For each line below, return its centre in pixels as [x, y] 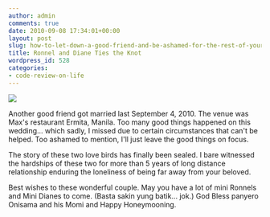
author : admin [32, 16]
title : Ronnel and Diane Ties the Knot [75, 53]
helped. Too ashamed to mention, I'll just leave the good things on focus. [129, 139]
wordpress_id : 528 [39, 61]
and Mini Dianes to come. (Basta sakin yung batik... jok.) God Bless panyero [133, 196]
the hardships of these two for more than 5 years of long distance [117, 163]
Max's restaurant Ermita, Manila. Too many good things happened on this [130, 122]
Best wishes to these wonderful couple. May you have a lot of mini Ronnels [133, 187]
